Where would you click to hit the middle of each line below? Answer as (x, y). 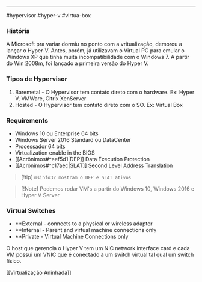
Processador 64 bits (40, 146)
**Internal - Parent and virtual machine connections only (86, 230)
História (18, 31)
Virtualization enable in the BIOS (55, 152)
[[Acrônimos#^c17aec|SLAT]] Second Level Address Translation (94, 165)
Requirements (27, 120)
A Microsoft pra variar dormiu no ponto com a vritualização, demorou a (94, 44)
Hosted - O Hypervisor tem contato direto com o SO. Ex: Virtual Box (99, 105)
